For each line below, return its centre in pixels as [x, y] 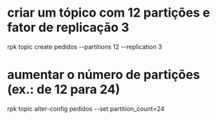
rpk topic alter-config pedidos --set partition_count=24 [86, 108]
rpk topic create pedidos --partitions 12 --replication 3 [85, 46]
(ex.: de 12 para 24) [64, 90]
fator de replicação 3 [68, 27]
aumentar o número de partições [104, 75]
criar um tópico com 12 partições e [108, 13]
